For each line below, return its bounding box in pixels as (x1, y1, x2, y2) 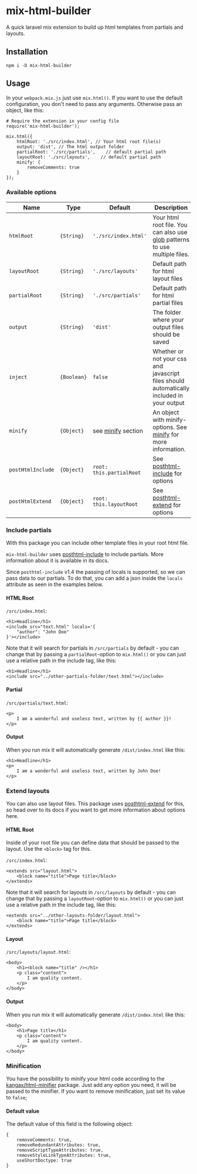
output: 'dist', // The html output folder (16, 144, 125, 149)
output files (152, 322, 184, 331)
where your (152, 315, 184, 324)
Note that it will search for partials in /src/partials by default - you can (6, 644, 179, 651)
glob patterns (152, 235, 189, 244)
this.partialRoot (93, 469, 141, 476)
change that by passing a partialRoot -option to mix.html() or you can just (6, 651, 186, 658)
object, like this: (6, 107, 44, 114)
